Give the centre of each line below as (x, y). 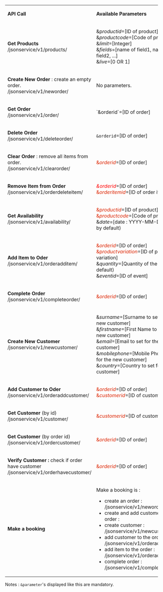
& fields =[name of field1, (124, 49)
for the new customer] (122, 360)
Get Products (23, 43)
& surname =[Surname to (124, 317)
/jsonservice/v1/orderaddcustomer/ (48, 395)
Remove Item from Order (37, 186)
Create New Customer (34, 341)
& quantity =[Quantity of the (127, 264)
